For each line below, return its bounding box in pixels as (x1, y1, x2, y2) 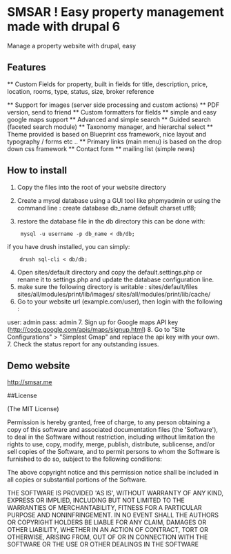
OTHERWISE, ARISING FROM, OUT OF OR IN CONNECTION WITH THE (7, 533, 208, 542)
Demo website (7, 359, 70, 371)
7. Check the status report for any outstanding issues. (7, 339, 159, 348)
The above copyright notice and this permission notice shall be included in (7, 468, 219, 477)
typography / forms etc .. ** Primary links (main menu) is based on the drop (7, 137, 222, 146)
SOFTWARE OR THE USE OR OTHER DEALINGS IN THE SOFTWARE (7, 540, 199, 548)
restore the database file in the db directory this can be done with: (17, 217, 205, 225)
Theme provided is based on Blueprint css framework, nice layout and (7, 130, 207, 138)
